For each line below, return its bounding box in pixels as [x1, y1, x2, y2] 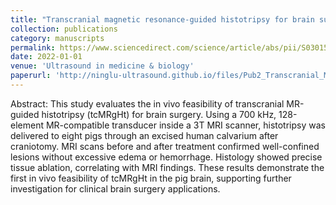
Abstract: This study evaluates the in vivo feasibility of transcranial [10, 97, 285, 110]
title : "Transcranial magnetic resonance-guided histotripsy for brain [10, 14, 315, 25]
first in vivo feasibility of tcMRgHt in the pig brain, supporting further [10, 172, 292, 184]
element [10, 119, 44, 131]
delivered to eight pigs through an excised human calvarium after [10, 129, 279, 141]
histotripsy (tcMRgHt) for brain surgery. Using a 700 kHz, [41, 108, 277, 120]
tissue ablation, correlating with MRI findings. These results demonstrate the [10, 161, 325, 173]
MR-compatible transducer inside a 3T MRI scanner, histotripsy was [45, 119, 326, 131]
